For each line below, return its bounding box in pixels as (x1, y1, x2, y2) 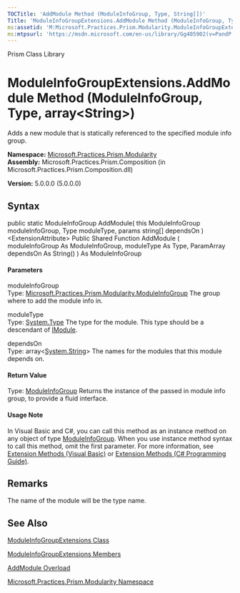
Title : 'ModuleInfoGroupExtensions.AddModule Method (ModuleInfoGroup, (7, 17, 225, 24)
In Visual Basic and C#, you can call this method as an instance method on (7, 426, 227, 435)
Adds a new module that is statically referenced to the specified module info (7, 129, 232, 138)
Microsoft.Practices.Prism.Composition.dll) (7, 166, 134, 174)
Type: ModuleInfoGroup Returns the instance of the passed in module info (7, 387, 226, 395)
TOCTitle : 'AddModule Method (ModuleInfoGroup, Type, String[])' (7, 10, 206, 18)
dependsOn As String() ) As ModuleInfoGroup (7, 249, 142, 258)
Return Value (7, 370, 47, 379)
